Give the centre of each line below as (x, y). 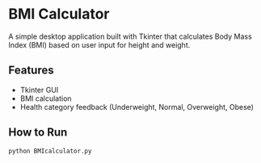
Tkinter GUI (39, 90)
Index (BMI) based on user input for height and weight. (99, 44)
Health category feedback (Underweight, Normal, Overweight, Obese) (137, 107)
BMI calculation (46, 98)
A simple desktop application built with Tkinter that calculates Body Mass (130, 36)
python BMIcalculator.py (50, 151)
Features (31, 71)
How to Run (38, 133)
